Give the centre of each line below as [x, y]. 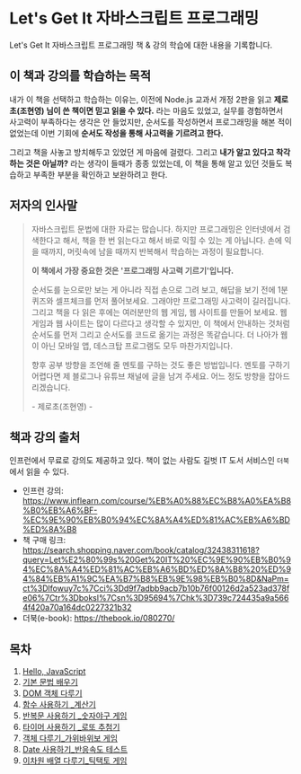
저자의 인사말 [44, 206]
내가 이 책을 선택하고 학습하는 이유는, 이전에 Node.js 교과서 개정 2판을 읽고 [141, 99]
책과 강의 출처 [45, 437]
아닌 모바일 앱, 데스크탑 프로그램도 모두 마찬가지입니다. [137, 346]
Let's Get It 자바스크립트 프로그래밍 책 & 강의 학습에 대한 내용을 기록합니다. [141, 45]
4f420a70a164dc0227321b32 [77, 608]
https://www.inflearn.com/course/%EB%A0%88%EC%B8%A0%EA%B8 [157, 501]
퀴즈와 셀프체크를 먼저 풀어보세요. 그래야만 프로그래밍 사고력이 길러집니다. [161, 301]
